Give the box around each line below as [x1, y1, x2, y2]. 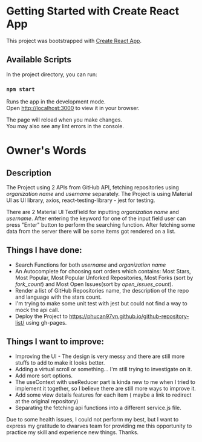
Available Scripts [6, 54, 71, 65]
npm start [6, 86, 35, 93]
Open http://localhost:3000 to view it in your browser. [6, 105, 140, 112]
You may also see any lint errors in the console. [6, 123, 124, 130]
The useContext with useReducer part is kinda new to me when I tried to [15, 378, 195, 385]
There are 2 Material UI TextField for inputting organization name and [6, 209, 180, 216]
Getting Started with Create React [6, 4, 180, 18]
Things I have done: [6, 245, 83, 255]
